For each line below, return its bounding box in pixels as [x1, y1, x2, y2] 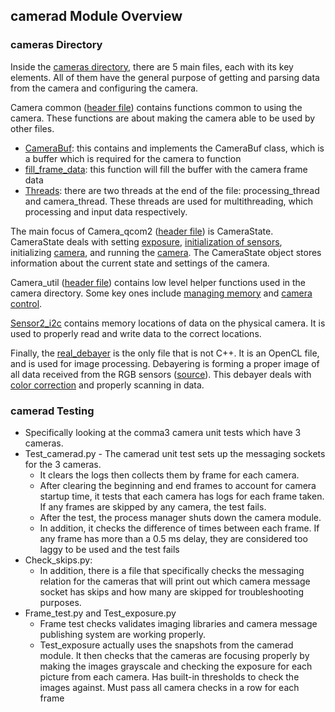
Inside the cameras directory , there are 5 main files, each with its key [10, 60, 294, 73]
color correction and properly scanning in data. [10, 379, 205, 391]
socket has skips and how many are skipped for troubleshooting [39, 585, 305, 598]
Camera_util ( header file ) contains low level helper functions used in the [10, 276, 307, 288]
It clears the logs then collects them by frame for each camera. [39, 469, 300, 481]
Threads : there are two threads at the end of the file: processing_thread [24, 184, 320, 196]
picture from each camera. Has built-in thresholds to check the [39, 670, 300, 683]
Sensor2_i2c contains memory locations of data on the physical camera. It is [10, 317, 326, 329]
